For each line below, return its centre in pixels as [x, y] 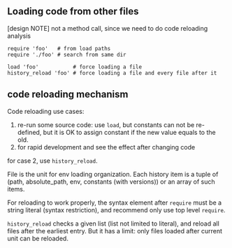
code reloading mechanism [68, 95]
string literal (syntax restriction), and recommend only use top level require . [116, 210]
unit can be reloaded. [38, 238]
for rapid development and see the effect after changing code [106, 147]
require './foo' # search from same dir [67, 54]
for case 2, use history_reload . [52, 161]
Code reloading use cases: [46, 111]
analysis [19, 36]
